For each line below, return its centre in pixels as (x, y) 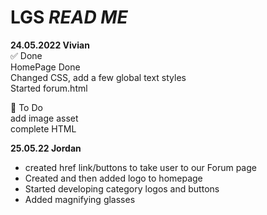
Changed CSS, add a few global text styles (98, 77)
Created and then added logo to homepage (113, 178)
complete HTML (43, 128)
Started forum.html (49, 88)
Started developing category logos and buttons (122, 188)
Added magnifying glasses (80, 199)
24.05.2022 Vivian (50, 45)
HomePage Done (45, 67)
